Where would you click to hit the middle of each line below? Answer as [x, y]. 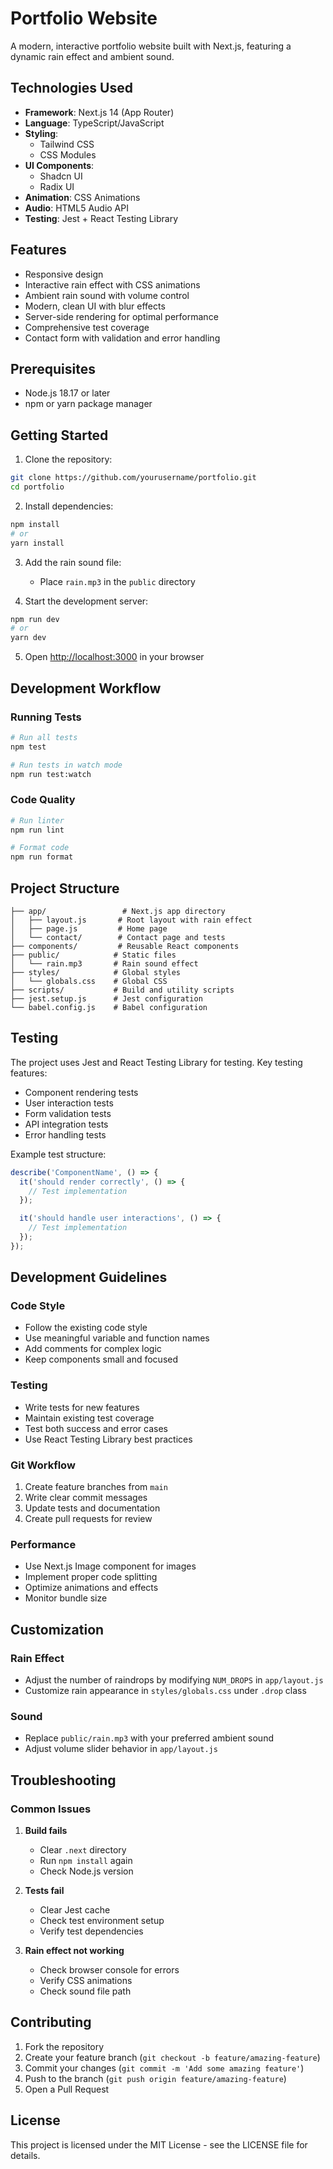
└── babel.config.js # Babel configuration [109, 1007]
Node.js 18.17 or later [67, 393]
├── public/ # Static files [93, 955]
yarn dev [28, 638]
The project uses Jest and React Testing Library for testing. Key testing [156, 1062]
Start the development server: [86, 601]
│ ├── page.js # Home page [89, 928]
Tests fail [44, 1891]
